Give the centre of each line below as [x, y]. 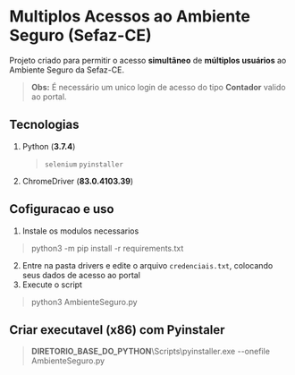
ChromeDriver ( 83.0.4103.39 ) [78, 181]
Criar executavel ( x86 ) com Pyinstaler [117, 330]
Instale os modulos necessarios [80, 231]
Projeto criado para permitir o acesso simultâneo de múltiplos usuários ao [148, 60]
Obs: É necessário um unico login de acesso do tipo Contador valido [158, 87]
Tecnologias [44, 125]
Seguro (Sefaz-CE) [80, 35]
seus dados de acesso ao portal [81, 275]
